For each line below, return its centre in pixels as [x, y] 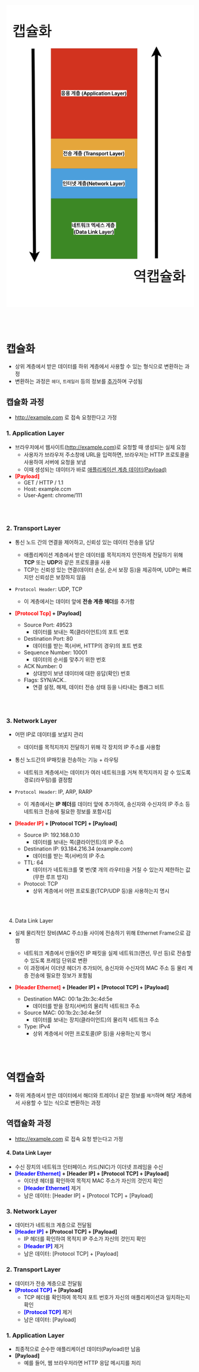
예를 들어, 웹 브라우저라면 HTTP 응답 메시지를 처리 [82, 1362]
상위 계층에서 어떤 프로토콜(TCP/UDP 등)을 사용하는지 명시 [101, 891]
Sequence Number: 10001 [55, 652]
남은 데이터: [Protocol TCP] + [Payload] [71, 1254]
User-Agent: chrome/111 [53, 495]
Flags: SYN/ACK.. [45, 680]
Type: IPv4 [37, 1026]
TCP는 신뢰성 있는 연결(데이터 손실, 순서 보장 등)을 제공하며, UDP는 [102, 569]
